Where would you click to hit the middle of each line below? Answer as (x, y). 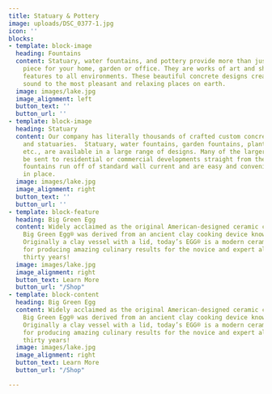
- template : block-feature (54, 212)
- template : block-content (54, 295)
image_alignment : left (54, 99)
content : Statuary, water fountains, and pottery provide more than (134, 62)
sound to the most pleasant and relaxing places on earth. (125, 84)
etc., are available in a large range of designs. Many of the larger (144, 152)
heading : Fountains (49, 54)
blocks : (21, 39)
